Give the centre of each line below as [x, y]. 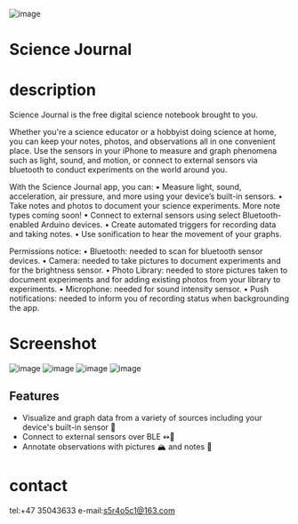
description [52, 90]
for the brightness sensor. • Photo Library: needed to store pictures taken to [149, 270]
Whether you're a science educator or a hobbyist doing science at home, [143, 132]
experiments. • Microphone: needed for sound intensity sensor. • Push [139, 290]
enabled [24, 225]
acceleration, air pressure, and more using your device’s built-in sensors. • [146, 196]
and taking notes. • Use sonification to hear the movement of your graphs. [145, 234]
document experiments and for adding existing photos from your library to [145, 280]
